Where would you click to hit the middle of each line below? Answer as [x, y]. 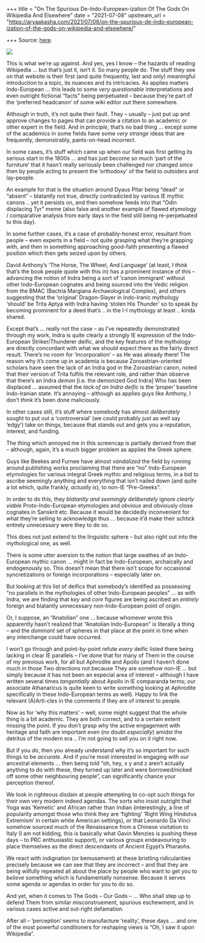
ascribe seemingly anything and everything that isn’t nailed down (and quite [102, 481]
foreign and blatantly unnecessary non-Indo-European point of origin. [94, 606]
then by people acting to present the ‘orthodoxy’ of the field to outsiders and [102, 171]
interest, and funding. [33, 431]
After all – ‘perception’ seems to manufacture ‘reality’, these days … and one [102, 921]
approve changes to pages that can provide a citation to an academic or [97, 120]
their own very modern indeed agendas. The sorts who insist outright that [99, 801]
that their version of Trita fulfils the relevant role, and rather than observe [98, 374]
